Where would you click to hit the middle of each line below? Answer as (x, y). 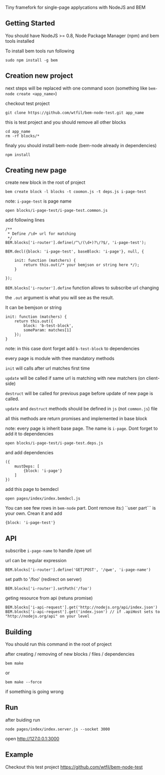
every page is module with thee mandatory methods (60, 358)
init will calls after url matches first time (48, 368)
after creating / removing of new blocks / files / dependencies (70, 654)
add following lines (25, 220)
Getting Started (30, 23)
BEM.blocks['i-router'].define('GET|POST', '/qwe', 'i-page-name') (78, 570)
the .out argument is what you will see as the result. (60, 298)
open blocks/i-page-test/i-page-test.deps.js (54, 443)
